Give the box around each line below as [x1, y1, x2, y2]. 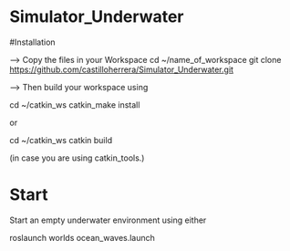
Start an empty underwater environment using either [9, 214, 207, 225]
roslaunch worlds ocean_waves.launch [9, 232, 155, 243]
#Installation [9, 37, 57, 47]
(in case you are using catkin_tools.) [9, 152, 145, 163]
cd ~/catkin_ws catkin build [9, 134, 112, 145]
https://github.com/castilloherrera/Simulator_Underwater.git [9, 64, 234, 75]
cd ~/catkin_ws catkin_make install [9, 99, 140, 110]
